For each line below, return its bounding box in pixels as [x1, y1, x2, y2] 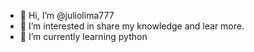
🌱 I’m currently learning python [19, 31, 148, 42]
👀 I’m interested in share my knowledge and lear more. [19, 20, 245, 32]
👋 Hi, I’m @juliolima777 [19, 10, 115, 21]
